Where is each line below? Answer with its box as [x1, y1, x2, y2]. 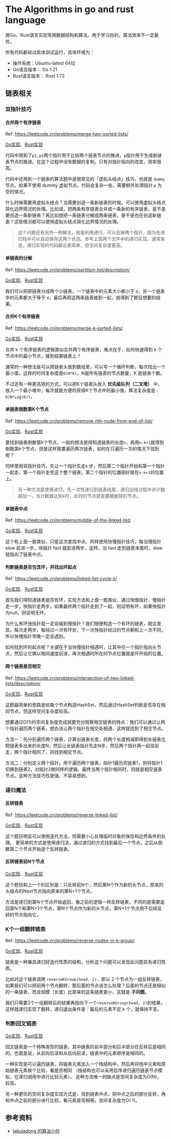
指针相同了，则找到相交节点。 [22, 749, 85, 755]
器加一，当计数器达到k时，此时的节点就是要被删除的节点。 [17, 493, 141, 499]
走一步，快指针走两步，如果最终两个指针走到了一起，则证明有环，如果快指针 [5, 603, 166, 609]
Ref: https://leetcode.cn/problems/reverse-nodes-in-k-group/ [5, 937, 135, 944]
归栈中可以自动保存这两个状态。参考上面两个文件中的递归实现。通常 [17, 236, 161, 242]
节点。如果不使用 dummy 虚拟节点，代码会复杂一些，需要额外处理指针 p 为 [5, 182, 162, 188]
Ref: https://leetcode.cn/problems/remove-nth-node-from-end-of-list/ [5, 418, 153, 424]
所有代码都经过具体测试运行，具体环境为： [5, 49, 95, 55]
